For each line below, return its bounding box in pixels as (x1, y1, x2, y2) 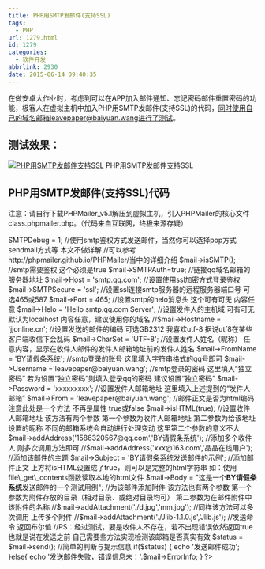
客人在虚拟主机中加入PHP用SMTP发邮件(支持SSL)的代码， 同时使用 (28, 103, 246, 112)
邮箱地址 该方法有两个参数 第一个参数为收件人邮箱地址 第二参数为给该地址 (14, 413, 256, 423)
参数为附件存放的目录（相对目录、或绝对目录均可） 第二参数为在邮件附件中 (8, 492, 252, 503)
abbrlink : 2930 (8, 63, 58, 71)
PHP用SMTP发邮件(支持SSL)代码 (8, 186, 170, 199)
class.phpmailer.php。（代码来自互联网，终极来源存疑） (8, 218, 188, 228)
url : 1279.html (8, 33, 58, 42)
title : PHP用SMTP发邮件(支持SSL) (8, 11, 111, 20)
